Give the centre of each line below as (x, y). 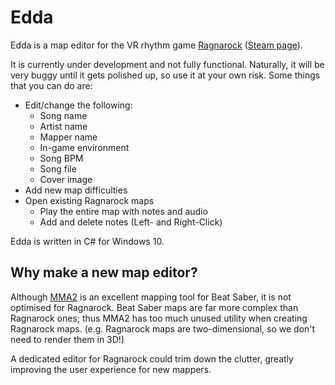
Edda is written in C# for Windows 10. (87, 241)
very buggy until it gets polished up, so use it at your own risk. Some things (165, 75)
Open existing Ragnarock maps (89, 200)
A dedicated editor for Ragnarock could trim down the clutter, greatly (152, 358)
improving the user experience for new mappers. (111, 369)
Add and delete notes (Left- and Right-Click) (131, 222)
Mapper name (68, 137)
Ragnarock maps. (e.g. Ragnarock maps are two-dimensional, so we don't (163, 328)
